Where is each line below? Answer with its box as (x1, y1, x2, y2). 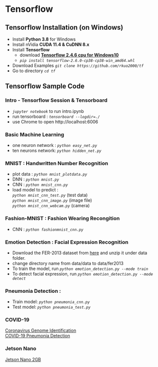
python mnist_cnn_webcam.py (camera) (12, 203, 90, 209)
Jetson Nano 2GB (5, 356, 41, 362)
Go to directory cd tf (12, 68, 56, 74)
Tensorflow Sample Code (5, 82, 85, 91)
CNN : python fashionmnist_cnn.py (12, 226, 84, 232)
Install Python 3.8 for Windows (12, 36, 76, 42)
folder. (12, 255, 26, 261)
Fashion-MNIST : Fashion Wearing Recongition (5, 215, 120, 222)
